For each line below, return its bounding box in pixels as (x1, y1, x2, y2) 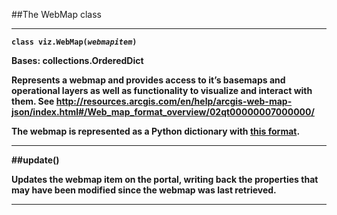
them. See (11, 95, 55, 107)
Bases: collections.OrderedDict (11, 55, 144, 66)
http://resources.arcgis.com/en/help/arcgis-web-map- (55, 95, 293, 107)
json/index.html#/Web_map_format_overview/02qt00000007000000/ (11, 106, 315, 118)
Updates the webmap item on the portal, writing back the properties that (11, 174, 319, 185)
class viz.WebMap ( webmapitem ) (11, 37, 138, 47)
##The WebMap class (11, 9, 103, 20)
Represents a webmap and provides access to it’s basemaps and (11, 74, 286, 86)
